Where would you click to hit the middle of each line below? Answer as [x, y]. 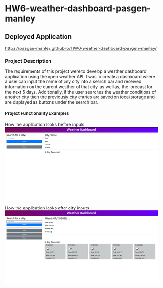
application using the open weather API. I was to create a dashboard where [80, 77]
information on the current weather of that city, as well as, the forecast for [79, 87]
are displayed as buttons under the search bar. [52, 102]
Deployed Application [38, 37]
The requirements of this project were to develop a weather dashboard [76, 71]
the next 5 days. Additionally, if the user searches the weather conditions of [81, 92]
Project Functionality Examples [37, 113]
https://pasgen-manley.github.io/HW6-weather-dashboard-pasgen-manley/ [81, 48]
